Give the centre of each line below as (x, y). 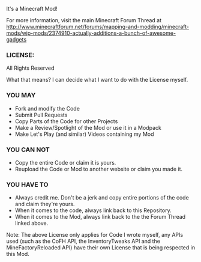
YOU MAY (21, 96)
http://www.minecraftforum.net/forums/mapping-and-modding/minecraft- (98, 27)
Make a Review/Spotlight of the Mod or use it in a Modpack (88, 127)
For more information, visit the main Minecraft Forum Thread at (84, 20)
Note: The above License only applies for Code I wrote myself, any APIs (95, 235)
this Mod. (18, 254)
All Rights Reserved (30, 68)
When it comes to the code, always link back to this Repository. (93, 210)
